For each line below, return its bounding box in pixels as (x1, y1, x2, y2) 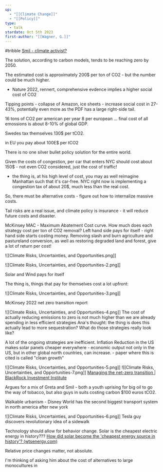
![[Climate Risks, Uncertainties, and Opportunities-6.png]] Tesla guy (5, 413, 141, 419)
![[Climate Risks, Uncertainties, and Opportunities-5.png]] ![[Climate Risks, (5, 364, 154, 370)
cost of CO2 (12, 91, 37, 98)
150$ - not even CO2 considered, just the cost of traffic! (5, 164, 117, 170)
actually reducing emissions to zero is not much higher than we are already (5, 314, 156, 320)
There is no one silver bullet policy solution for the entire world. (5, 149, 132, 155)
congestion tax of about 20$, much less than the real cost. (12, 183, 130, 189)
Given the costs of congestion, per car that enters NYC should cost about (5, 158, 152, 164)
